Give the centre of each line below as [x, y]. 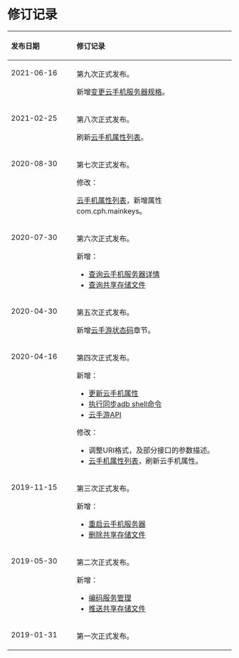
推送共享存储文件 [117, 608]
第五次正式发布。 [105, 312]
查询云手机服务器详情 [124, 274]
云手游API [105, 415]
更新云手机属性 [113, 393]
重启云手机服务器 [117, 524]
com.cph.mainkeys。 [112, 211]
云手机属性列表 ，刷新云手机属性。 [145, 461]
